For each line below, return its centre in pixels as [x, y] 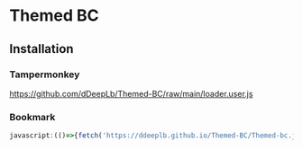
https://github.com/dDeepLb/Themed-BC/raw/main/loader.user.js [131, 93]
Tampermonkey [45, 74]
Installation [41, 49]
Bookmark [32, 117]
